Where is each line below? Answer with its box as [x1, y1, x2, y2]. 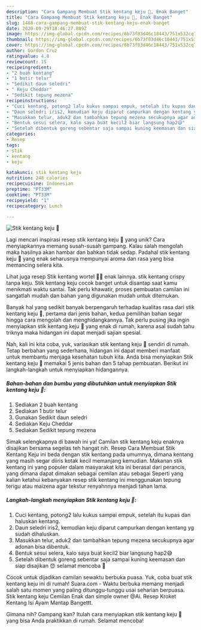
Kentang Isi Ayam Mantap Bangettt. [6, 599, 93, 607]
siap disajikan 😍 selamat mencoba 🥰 [14, 562, 106, 570]
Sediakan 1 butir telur [14, 408, 67, 415]
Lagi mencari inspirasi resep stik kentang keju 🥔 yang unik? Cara [6, 236, 165, 243]
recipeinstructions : [6, 97, 58, 103]
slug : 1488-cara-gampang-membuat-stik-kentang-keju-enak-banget [6, 20, 170, 26]
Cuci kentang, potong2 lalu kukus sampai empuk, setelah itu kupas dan [14, 512, 191, 519]
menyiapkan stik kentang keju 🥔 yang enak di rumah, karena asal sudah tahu [6, 323, 195, 330]
